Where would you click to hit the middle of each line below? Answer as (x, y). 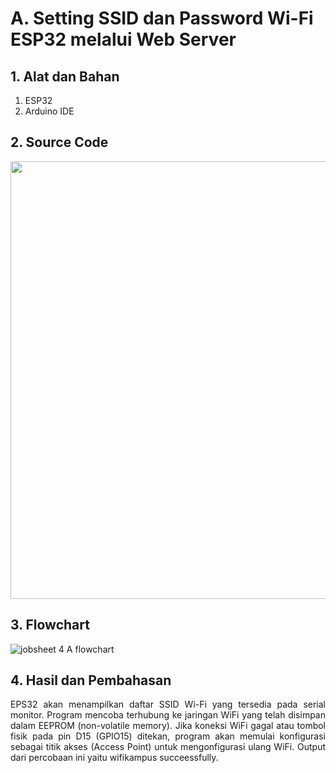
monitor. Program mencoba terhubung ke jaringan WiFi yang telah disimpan (168, 715)
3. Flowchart (50, 625)
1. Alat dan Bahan (65, 76)
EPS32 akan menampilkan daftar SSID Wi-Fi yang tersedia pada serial (168, 704)
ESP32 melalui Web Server (123, 39)
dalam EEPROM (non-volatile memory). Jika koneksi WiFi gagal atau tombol (168, 726)
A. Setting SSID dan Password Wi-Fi (162, 18)
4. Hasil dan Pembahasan (91, 680)
